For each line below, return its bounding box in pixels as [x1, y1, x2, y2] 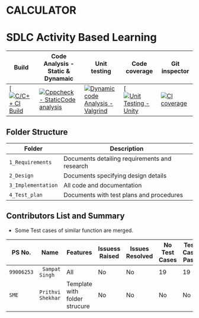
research [63, 161, 89, 170]
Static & [47, 67, 70, 75]
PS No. [11, 248, 31, 256]
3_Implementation [9, 182, 58, 189]
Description [110, 144, 144, 152]
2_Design [9, 172, 34, 179]
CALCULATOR [6, 4, 77, 17]
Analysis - [43, 60, 75, 68]
